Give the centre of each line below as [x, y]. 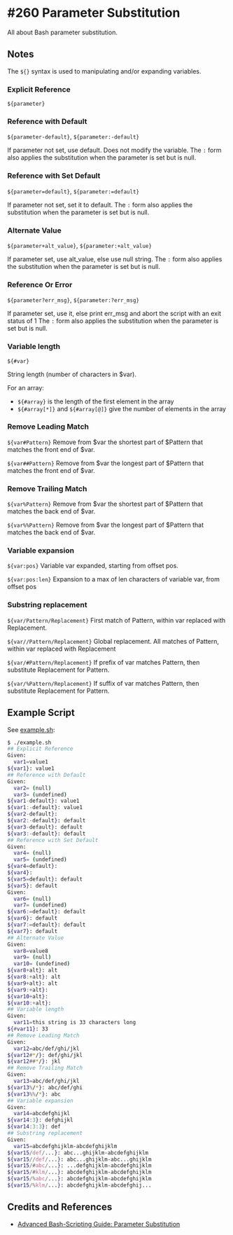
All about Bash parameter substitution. [62, 32]
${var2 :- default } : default [47, 821]
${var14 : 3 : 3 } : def [34, 1127]
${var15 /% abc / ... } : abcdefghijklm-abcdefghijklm [79, 1179]
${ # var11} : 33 [28, 1029]
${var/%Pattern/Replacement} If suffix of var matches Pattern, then [103, 683]
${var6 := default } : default [47, 912]
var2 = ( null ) [33, 788]
